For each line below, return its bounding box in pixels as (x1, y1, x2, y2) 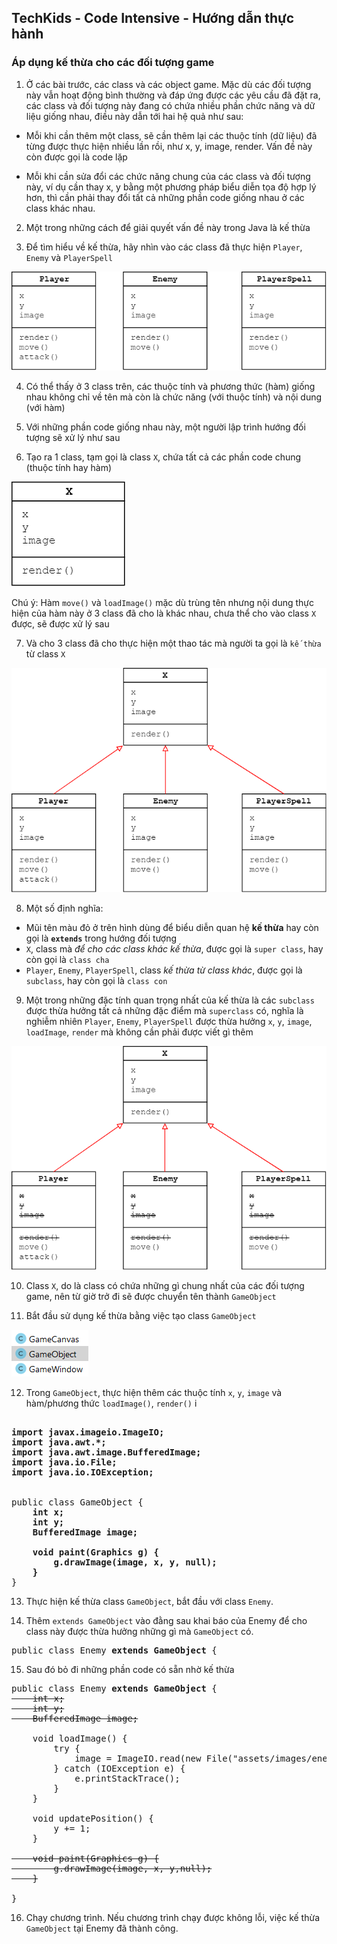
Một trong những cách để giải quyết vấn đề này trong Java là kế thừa (25, 221, 311, 233)
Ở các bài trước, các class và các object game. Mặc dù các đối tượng (25, 78, 312, 90)
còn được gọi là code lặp (25, 151, 128, 163)
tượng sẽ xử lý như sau (25, 432, 121, 444)
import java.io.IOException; (11, 1467, 154, 1478)
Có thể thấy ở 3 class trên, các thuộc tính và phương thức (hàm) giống (25, 381, 316, 393)
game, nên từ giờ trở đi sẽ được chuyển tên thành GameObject (25, 1291, 277, 1303)
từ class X (25, 648, 66, 660)
